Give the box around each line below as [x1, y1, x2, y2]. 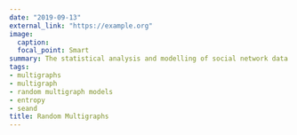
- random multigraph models [9, 87, 114, 96]
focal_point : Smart [17, 46, 90, 55]
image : [9, 29, 34, 38]
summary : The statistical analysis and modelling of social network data [9, 54, 289, 63]
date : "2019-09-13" [9, 12, 82, 22]
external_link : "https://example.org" [9, 21, 153, 30]
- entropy [9, 95, 46, 105]
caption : [17, 37, 50, 47]
